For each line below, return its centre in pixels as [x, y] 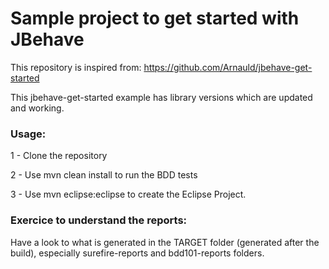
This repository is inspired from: [76, 67]
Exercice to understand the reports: [99, 220]
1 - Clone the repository [59, 156]
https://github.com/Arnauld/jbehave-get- [228, 67]
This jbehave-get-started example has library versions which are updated [161, 97]
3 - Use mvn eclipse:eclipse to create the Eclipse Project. [128, 194]
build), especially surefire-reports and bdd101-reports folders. [137, 253]
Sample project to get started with [155, 18]
